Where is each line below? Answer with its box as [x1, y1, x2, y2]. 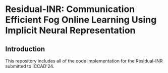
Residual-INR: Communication [5, 3, 135, 15]
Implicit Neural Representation [5, 25, 136, 36]
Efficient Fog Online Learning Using [5, 14, 157, 25]
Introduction [5, 44, 45, 53]
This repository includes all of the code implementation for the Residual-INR [5, 58, 163, 63]
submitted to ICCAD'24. [5, 63, 54, 69]
